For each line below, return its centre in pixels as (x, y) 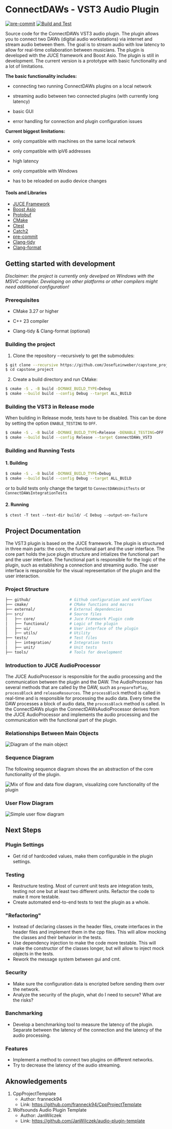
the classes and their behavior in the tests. (57, 937)
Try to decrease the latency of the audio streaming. (67, 1065)
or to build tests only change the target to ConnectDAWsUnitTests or (75, 488)
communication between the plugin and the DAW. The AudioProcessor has (84, 682)
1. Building (17, 463)
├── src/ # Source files (53, 614)
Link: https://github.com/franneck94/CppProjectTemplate (81, 1104)
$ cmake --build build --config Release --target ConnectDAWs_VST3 (79, 437)
